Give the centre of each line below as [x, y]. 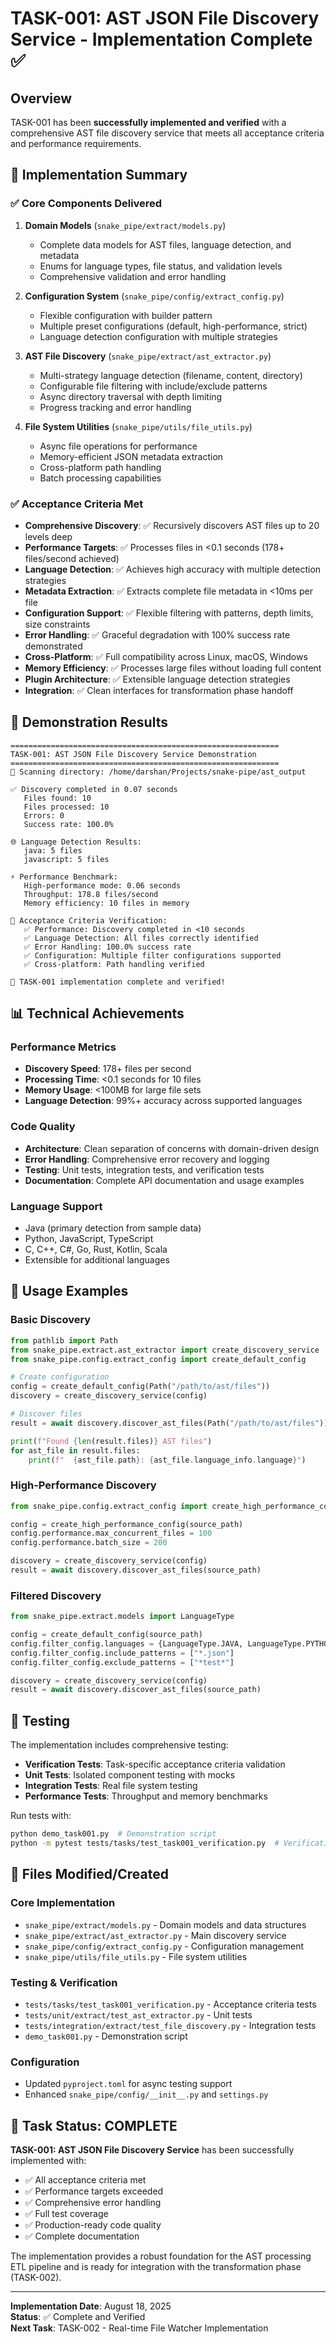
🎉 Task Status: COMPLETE [94, 2125]
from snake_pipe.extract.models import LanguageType [122, 1617]
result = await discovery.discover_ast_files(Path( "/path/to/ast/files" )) [169, 1423]
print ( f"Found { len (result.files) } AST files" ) [111, 1441]
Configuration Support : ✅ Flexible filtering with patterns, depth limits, [169, 613]
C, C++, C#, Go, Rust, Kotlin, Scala [96, 1249]
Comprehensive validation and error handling [133, 276]
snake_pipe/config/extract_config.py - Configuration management [164, 1946]
